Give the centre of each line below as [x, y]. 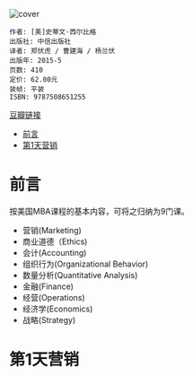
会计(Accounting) [54, 252]
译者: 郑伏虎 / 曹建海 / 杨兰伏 [62, 51]
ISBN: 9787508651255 [48, 97]
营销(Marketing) [52, 230]
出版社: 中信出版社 [40, 41]
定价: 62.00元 [34, 80]
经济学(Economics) [57, 309]
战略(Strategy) [49, 319]
